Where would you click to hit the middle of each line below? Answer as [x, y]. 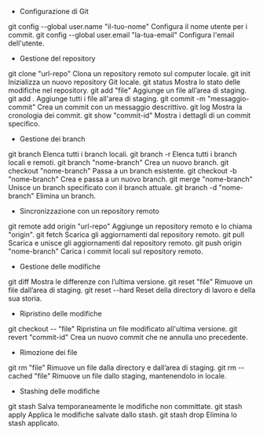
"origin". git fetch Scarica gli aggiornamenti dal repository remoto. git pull [126, 234]
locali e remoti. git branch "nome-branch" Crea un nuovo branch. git [119, 163]
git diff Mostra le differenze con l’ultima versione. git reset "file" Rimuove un [130, 281]
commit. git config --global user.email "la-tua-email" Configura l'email [121, 35]
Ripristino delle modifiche [60, 314]
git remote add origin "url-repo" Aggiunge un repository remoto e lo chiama [130, 226]
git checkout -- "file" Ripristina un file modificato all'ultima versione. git [123, 329]
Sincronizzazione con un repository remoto [89, 211]
